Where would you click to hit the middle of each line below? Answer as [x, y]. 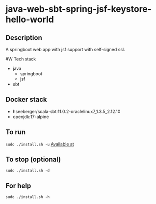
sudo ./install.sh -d [28, 171]
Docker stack [26, 100]
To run [16, 132]
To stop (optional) [33, 160]
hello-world [30, 19]
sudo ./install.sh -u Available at [40, 144]
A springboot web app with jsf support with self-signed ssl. [65, 49]
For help [18, 186]
